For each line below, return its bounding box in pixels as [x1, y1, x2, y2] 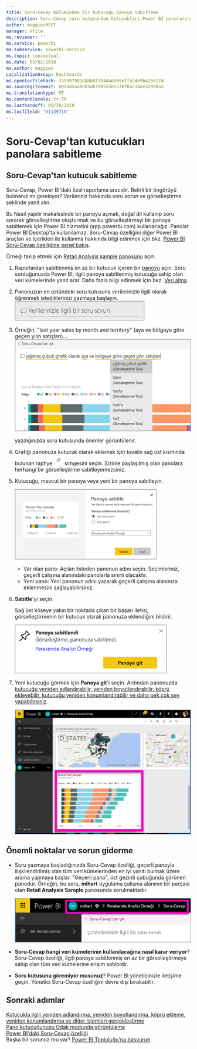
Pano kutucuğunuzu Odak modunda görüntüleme [6, 1023, 125, 1030]
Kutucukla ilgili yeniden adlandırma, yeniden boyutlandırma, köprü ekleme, [6, 1011, 186, 1018]
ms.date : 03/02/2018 [6, 59, 57, 65]
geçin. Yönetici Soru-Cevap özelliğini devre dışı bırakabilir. [14, 978, 155, 985]
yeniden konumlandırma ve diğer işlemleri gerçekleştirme [6, 1017, 145, 1024]
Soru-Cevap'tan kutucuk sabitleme [6, 171, 137, 181]
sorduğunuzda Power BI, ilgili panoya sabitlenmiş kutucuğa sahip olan [14, 270, 184, 278]
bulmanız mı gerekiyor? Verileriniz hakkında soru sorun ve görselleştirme [6, 192, 182, 199]
